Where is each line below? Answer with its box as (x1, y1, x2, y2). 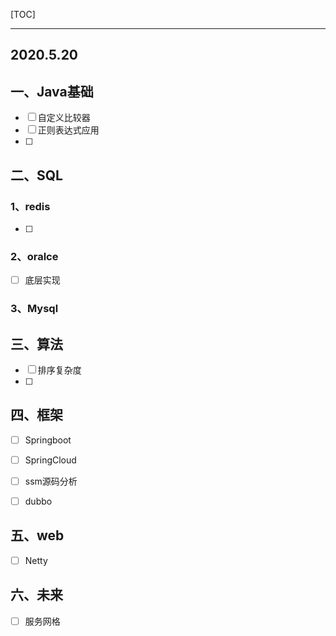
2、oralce (10, 249, 59, 263)
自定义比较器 (37, 112, 91, 124)
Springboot (24, 434, 72, 446)
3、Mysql (10, 302, 59, 316)
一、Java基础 (10, 83, 94, 100)
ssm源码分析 (24, 475, 78, 487)
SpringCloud (24, 454, 77, 466)
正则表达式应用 (37, 124, 100, 136)
